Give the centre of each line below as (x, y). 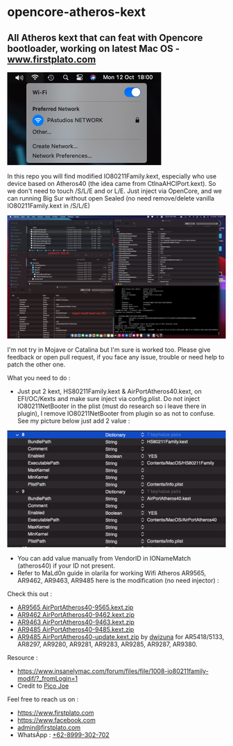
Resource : (23, 658)
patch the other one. (36, 364)
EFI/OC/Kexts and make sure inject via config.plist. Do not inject (109, 398)
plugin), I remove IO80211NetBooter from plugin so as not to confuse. (116, 413)
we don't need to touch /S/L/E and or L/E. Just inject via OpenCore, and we (114, 191)
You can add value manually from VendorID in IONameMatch (104, 559)
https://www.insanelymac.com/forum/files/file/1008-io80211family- (113, 671)
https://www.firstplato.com (55, 713)
